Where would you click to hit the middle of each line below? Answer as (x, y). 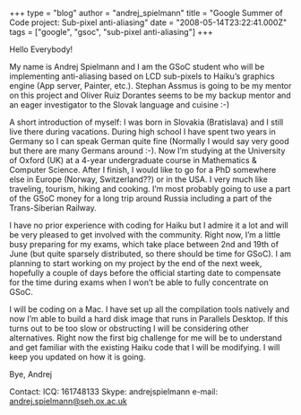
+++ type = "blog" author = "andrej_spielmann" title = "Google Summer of (146, 13)
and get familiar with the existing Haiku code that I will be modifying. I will (145, 347)
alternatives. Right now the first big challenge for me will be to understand (146, 338)
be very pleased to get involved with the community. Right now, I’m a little (145, 235)
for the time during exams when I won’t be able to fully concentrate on (139, 282)
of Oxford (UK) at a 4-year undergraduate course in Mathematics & (133, 160)
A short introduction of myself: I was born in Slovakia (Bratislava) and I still (146, 122)
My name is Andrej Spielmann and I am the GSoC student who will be (137, 67)
